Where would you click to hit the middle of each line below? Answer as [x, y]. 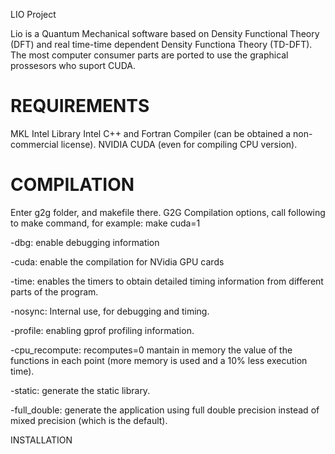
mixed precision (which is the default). [89, 420]
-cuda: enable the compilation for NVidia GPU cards [117, 261]
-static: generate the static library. [80, 390]
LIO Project [33, 14]
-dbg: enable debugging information [85, 242]
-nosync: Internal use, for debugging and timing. [110, 311]
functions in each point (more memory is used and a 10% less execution [159, 360]
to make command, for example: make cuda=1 [105, 223]
